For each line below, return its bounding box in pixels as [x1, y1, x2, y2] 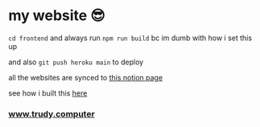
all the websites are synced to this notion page [8, 72, 163, 82]
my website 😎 [8, 6, 106, 25]
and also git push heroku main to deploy [8, 57, 144, 67]
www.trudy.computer [8, 108, 95, 119]
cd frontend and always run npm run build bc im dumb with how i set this [8, 33, 252, 43]
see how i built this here [8, 88, 88, 98]
